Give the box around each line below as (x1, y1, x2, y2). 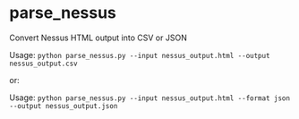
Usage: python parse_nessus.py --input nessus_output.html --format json (9, 92, 291, 103)
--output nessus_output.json (9, 101, 118, 110)
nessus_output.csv (9, 59, 78, 68)
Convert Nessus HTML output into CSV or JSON (9, 32, 188, 43)
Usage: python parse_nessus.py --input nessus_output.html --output (9, 49, 270, 60)
